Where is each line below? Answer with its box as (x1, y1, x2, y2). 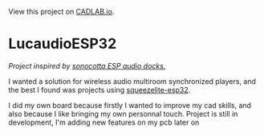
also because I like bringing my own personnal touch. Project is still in (8, 109, 238, 118)
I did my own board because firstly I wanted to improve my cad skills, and (8, 100, 251, 110)
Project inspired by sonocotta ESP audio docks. (8, 61, 166, 70)
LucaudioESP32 (8, 35, 117, 53)
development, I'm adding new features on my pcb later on (8, 117, 200, 127)
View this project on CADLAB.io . (8, 7, 115, 16)
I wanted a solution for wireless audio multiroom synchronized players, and (8, 76, 257, 86)
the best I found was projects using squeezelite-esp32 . (8, 85, 191, 94)
